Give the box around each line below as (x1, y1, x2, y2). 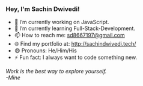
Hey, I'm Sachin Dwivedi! (5, 5, 80, 13)
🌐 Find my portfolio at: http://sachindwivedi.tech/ (14, 40, 136, 48)
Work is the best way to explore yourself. (5, 68, 107, 75)
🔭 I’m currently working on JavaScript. (14, 19, 109, 26)
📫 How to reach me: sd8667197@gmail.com (14, 32, 125, 39)
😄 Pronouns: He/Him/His (14, 47, 78, 54)
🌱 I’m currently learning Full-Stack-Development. (14, 25, 136, 32)
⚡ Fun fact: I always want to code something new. (14, 54, 138, 61)
